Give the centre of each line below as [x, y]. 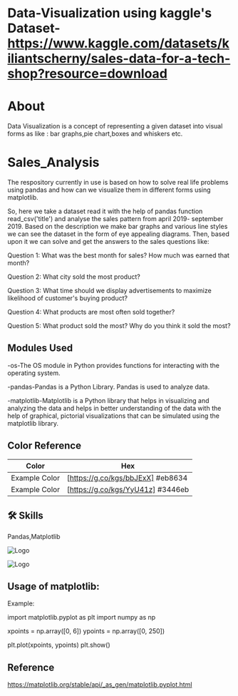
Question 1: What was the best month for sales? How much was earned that [119, 255]
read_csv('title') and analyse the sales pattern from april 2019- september [115, 219]
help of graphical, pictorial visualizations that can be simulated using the [113, 416]
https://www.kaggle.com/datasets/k [119, 43]
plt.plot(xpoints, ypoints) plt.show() [59, 645]
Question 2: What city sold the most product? [74, 277]
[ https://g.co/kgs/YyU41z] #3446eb [128, 489]
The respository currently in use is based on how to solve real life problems [118, 183]
